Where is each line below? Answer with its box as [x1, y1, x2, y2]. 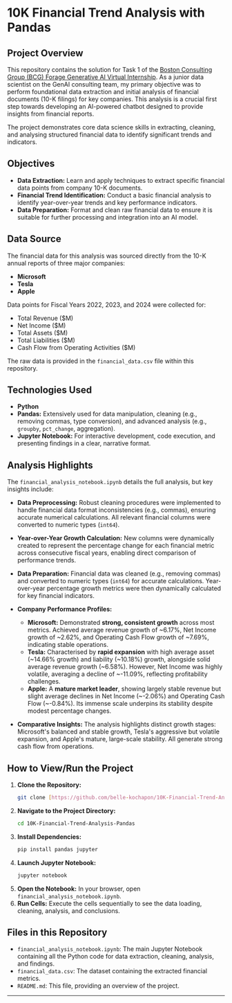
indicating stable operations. [27, 641, 109, 649]
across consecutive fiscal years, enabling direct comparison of [17, 549, 197, 557]
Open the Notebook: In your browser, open [17, 885, 141, 893]
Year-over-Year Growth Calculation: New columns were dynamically [17, 534, 215, 542]
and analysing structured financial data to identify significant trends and [7, 130, 212, 139]
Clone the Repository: [17, 781, 81, 789]
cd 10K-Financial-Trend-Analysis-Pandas [17, 819, 135, 827]
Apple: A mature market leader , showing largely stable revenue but [27, 684, 221, 693]
